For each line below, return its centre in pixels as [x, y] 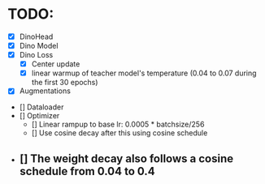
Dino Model [39, 46]
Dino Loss [36, 55]
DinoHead [36, 36]
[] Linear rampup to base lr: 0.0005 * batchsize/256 [118, 124]
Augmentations [45, 91]
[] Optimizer [39, 116]
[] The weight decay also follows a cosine [126, 158]
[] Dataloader [41, 107]
